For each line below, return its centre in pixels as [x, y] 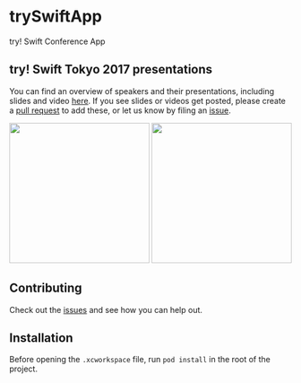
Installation [41, 338]
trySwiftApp [56, 17]
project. [24, 369]
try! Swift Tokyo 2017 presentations [111, 70]
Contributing [46, 288]
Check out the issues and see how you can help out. [106, 309]
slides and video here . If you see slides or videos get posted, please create [148, 100]
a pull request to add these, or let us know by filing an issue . [120, 110]
